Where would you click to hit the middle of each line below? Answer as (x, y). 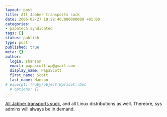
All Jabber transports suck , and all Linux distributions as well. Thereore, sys (84, 103)
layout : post (19, 10)
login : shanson (26, 61)
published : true (22, 47)
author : (13, 56)
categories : (18, 24)
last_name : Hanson (29, 80)
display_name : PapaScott (36, 71)
